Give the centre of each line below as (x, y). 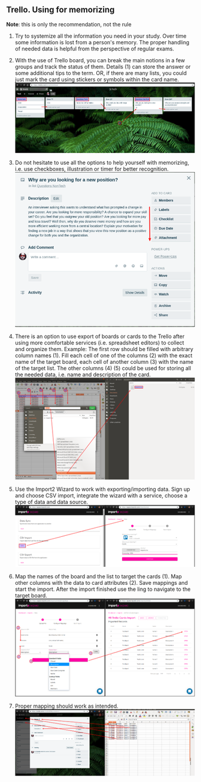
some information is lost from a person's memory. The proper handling (102, 42)
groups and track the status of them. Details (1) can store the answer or (103, 67)
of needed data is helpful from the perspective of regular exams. (95, 49)
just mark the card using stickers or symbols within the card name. (97, 79)
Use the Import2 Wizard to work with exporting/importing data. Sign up (102, 489)
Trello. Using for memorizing (60, 10)
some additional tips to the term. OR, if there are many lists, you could (101, 73)
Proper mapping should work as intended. (66, 706)
